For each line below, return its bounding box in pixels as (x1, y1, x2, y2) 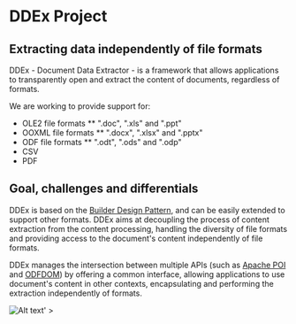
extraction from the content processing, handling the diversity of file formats (9, 223, 288, 234)
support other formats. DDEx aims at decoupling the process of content (9, 214, 269, 225)
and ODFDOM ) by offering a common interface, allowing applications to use (9, 268, 285, 280)
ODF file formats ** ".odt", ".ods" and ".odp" (21, 137, 183, 147)
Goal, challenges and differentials (9, 181, 199, 197)
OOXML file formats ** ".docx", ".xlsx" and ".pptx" (21, 127, 203, 138)
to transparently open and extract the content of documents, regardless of (9, 74, 280, 85)
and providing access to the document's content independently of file (9, 233, 263, 243)
